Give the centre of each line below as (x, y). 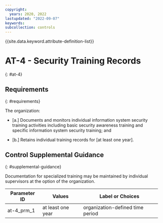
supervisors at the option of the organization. (50, 181)
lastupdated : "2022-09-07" (32, 18)
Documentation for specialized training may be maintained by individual (76, 176)
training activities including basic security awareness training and (77, 125)
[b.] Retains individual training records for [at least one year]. (73, 140)
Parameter (23, 193)
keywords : (15, 23)
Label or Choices (119, 196)
